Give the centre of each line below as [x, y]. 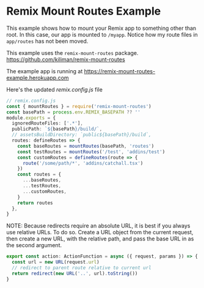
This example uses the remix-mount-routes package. [72, 52]
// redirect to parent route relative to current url [82, 268]
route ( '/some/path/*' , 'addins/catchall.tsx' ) [83, 163]
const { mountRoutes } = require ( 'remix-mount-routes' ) [79, 106]
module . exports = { [31, 118]
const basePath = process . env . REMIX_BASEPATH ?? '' [73, 112]
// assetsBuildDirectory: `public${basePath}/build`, [82, 135]
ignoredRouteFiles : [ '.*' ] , [48, 123]
